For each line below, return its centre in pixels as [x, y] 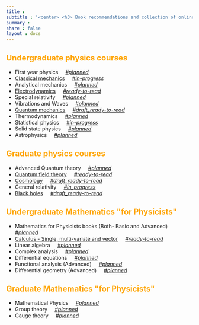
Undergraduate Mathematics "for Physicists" [92, 212]
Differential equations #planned [56, 257]
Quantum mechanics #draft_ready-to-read [70, 110]
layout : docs [24, 34]
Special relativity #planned [50, 97]
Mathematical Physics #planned [57, 303]
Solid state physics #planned [53, 129]
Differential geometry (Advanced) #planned [71, 270]
